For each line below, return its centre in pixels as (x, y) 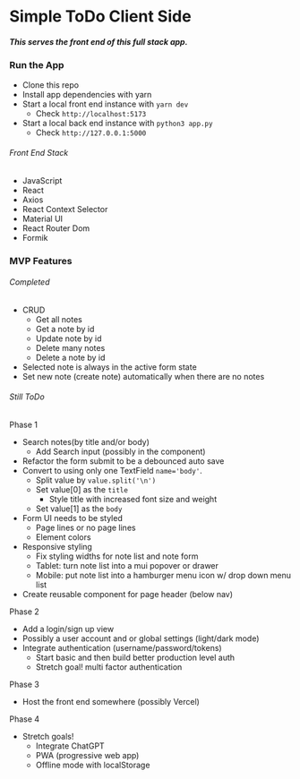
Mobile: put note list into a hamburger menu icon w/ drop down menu (163, 576)
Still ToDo (27, 397)
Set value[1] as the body (79, 509)
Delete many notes (70, 347)
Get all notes (59, 319)
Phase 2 (25, 612)
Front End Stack (39, 153)
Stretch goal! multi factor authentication (109, 667)
